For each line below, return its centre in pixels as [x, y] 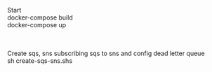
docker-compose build [40, 17]
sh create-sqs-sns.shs [40, 61]
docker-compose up [37, 25]
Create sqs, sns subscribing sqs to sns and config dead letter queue [106, 53]
